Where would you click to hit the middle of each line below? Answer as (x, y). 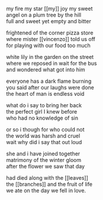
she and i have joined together (43, 154)
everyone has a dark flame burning (49, 81)
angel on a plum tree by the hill (44, 15)
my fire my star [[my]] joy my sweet (49, 9)
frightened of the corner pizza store (50, 33)
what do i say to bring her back (44, 105)
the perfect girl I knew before (42, 112)
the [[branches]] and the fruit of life (49, 184)
